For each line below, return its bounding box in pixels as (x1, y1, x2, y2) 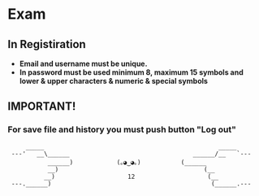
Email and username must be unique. (19, 59, 148, 68)
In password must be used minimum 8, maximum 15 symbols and (19, 68, 244, 77)
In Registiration (7, 37, 86, 51)
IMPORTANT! (7, 99, 76, 114)
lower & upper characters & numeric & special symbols (19, 76, 209, 85)
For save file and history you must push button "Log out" (7, 124, 236, 135)
